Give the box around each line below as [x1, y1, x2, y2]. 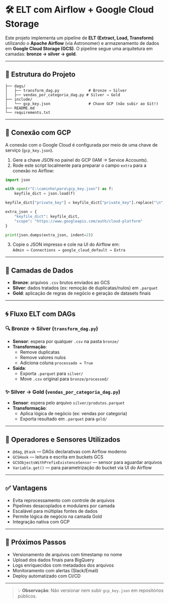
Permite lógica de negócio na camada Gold [12, 513, 102, 519]
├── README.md [5, 105, 35, 111]
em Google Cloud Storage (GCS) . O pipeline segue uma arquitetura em [5, 45, 153, 51]
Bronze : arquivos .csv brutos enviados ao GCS [12, 280, 110, 286]
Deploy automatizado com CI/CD [12, 573, 81, 579]
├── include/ [5, 97, 33, 102]
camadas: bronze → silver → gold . [5, 51, 77, 57]
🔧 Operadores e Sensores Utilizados [5, 435, 121, 444]
